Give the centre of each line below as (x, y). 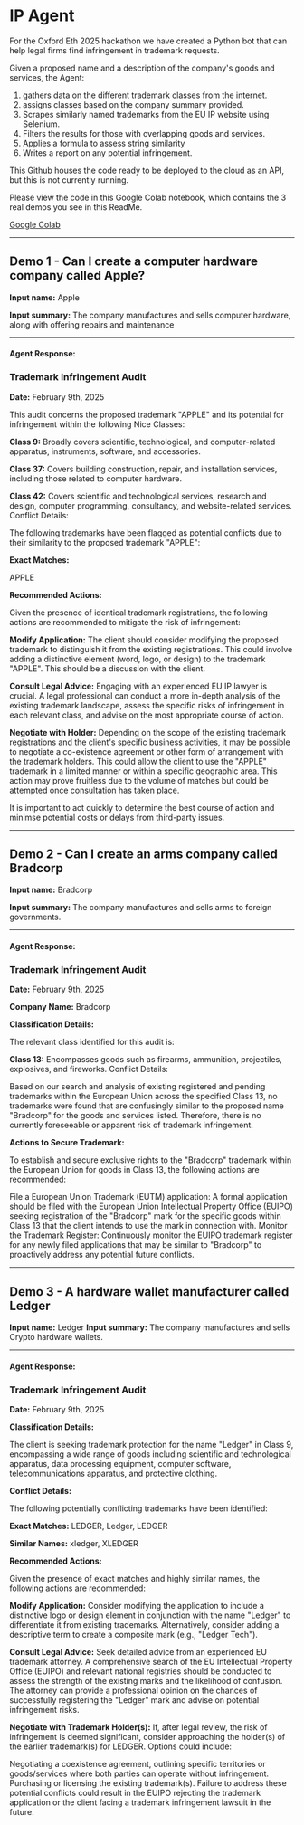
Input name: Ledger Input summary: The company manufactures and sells (150, 1327)
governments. (35, 917)
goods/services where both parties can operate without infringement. (139, 1773)
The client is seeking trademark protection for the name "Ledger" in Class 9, (152, 1445)
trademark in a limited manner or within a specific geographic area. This (143, 771)
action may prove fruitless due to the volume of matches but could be (139, 780)
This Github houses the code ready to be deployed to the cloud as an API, (147, 170)
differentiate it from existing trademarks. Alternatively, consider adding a (144, 1625)
